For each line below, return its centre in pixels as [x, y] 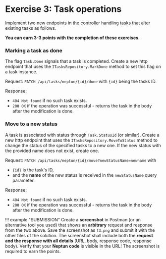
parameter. [23, 180]
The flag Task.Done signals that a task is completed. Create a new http [76, 61]
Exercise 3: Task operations [63, 9]
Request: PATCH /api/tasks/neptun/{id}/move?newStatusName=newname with [81, 160]
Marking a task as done [34, 51]
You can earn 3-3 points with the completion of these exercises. [73, 38]
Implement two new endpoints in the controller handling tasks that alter [78, 23]
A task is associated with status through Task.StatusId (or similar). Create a [82, 135]
